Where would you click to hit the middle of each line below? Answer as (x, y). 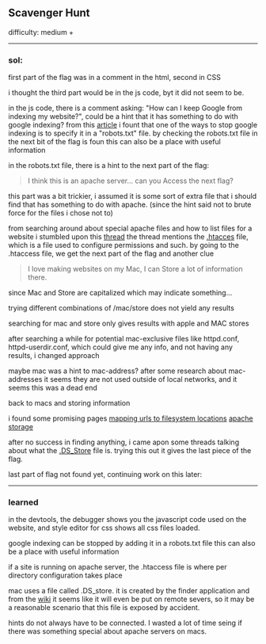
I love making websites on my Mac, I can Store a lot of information (135, 269)
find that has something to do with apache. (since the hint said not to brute (130, 204)
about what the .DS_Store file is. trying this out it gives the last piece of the (130, 451)
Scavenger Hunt (49, 13)
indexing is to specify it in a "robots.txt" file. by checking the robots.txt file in (133, 133)
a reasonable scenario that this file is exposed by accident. (104, 608)
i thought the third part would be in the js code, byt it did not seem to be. (126, 93)
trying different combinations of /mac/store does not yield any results (122, 308)
